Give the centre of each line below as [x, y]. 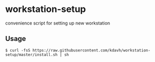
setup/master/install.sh [31, 54]
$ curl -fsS [18, 50]
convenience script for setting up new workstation [58, 23]
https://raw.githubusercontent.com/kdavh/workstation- [91, 50]
